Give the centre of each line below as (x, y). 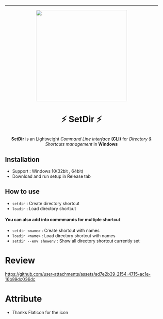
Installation (22, 159)
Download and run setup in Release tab (51, 176)
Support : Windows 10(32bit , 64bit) (48, 171)
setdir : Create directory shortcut (46, 203)
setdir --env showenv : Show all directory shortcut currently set (76, 241)
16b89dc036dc (20, 279)
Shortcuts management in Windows (81, 144)
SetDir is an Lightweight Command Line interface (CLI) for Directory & (81, 139)
